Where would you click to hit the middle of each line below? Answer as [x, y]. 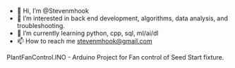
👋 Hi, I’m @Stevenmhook [53, 11]
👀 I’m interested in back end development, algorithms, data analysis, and [122, 18]
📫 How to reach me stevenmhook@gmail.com [84, 41]
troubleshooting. [41, 26]
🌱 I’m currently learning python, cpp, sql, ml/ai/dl [88, 33]
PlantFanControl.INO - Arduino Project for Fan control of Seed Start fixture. [115, 57]
